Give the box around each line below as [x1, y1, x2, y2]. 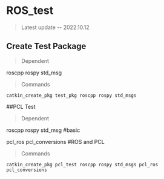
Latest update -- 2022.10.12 [21, 24, 90, 31]
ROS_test [6, 4, 54, 18]
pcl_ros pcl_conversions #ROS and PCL [6, 138, 105, 145]
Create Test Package [6, 41, 87, 51]
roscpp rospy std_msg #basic [6, 126, 80, 134]
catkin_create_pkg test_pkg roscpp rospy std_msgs [6, 92, 137, 99]
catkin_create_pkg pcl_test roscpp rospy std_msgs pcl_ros [6, 161, 159, 168]
